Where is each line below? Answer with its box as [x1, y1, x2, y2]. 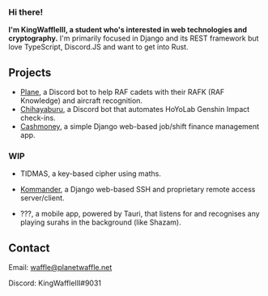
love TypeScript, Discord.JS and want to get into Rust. [8, 42, 189, 52]
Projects [8, 66, 52, 79]
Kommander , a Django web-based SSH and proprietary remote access [19, 185, 256, 195]
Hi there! [8, 6, 44, 18]
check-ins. [19, 113, 56, 123]
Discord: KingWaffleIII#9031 [8, 278, 102, 288]
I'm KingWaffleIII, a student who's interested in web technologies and [8, 25, 247, 35]
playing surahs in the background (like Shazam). [19, 217, 181, 227]
